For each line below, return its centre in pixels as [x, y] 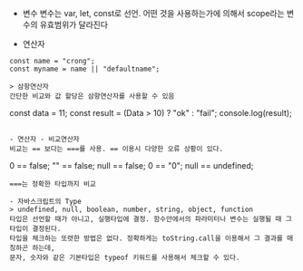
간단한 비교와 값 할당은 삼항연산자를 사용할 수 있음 [92, 96]
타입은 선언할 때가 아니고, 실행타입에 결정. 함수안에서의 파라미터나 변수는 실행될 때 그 [151, 219]
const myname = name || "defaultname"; [85, 69]
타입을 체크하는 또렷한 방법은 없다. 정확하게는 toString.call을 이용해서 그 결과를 [146, 238]
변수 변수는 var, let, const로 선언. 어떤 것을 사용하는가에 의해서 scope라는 [153, 13]
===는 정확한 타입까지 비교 [53, 184]
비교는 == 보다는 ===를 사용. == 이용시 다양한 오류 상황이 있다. [117, 149]
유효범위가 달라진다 [74, 24]
